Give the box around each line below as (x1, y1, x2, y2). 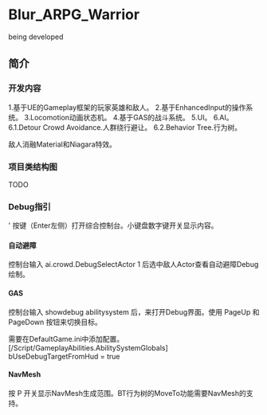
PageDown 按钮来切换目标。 (8, 317, 102, 327)
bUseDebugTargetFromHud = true (8, 351, 121, 361)
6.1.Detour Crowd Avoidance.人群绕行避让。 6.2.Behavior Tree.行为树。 (8, 122, 241, 132)
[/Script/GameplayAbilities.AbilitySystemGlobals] (8, 343, 169, 352)
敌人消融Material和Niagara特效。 (8, 139, 117, 149)
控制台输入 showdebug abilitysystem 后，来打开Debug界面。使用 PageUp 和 (8, 307, 260, 316)
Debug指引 (8, 201, 52, 212)
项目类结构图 (8, 161, 58, 172)
